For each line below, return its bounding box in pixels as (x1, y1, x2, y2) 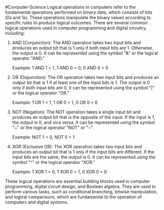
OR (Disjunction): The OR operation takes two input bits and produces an (12, 75, 159, 80)
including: (5, 30, 25, 36)
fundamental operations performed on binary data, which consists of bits (5, 9, 153, 15)
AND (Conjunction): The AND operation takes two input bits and (12, 40, 141, 46)
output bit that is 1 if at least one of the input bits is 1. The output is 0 (12, 79, 150, 85)
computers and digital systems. (5, 199, 69, 205)
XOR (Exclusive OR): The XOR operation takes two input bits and (12, 144, 142, 149)
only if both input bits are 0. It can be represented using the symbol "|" (12, 85, 155, 90)
